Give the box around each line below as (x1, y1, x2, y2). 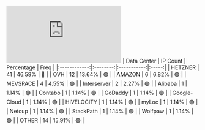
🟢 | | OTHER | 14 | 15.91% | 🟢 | (6, 117, 84, 124)
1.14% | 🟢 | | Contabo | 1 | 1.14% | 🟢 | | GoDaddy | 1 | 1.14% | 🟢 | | (6, 89, 171, 96)
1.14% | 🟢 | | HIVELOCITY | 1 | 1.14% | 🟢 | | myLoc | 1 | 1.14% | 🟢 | (32, 98, 198, 105)
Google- (172, 89, 193, 96)
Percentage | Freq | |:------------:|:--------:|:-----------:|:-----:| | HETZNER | (6, 64, 199, 71)
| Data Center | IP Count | (122, 58, 186, 64)
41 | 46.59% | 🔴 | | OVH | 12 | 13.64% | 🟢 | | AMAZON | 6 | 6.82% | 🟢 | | (6, 71, 187, 78)
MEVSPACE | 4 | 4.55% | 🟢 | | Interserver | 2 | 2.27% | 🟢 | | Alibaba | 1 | (6, 80, 188, 87)
